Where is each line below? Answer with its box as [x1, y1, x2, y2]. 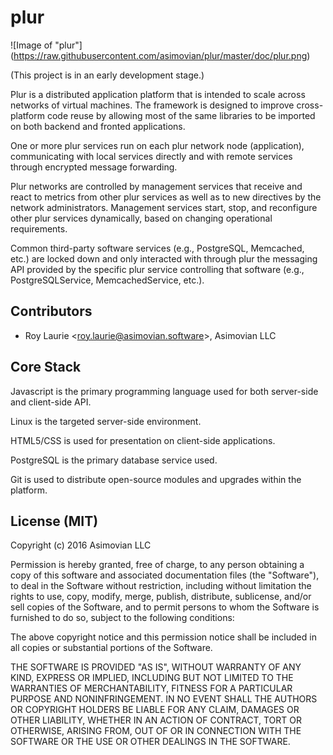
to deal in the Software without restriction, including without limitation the [10, 580, 312, 592]
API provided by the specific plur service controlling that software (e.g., [10, 263, 305, 275]
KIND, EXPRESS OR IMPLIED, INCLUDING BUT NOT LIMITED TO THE [10, 672, 294, 684]
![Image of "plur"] [10, 39, 83, 51]
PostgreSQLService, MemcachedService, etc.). [10, 274, 205, 286]
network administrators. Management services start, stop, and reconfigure [10, 201, 318, 213]
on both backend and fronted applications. [10, 120, 186, 132]
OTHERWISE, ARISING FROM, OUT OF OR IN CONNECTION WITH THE [10, 725, 302, 737]
